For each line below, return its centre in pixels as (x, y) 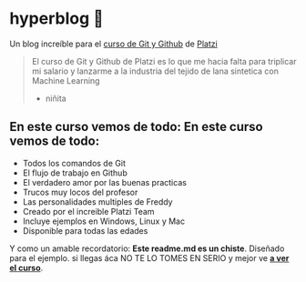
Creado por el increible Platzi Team (88, 211)
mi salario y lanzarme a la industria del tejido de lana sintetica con (155, 71)
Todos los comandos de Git (74, 163)
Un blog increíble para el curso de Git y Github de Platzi (114, 44)
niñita (56, 98)
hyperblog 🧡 (57, 19)
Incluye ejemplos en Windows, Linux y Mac (103, 221)
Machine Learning (66, 80)
